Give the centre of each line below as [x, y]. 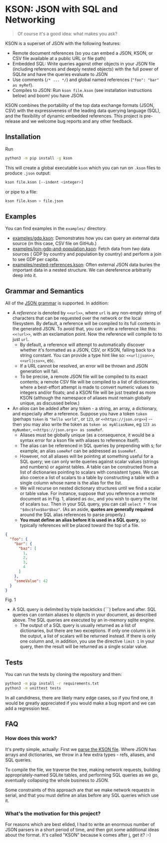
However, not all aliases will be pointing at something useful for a [86, 456]
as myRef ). [23, 85]
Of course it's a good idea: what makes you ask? [67, 33]
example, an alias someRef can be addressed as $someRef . [78, 451]
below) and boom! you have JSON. [48, 95]
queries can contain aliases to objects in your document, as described [84, 615]
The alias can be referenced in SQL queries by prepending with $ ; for [91, 445]
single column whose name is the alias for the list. [71, 483]
